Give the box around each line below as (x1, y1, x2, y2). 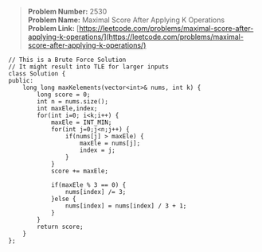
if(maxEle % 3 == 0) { (50, 181, 127, 189)
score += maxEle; (50, 167, 109, 175)
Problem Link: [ (27, 24, 80, 33)
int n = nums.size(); (37, 98, 109, 106)
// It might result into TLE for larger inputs (8, 63, 170, 71)
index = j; (79, 146, 115, 154)
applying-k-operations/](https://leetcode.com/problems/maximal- (27, 32, 244, 41)
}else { (50, 195, 77, 203)
